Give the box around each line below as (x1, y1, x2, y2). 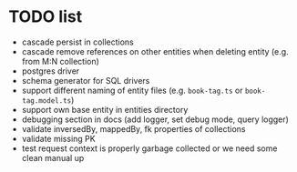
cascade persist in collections (21, 36, 134, 47)
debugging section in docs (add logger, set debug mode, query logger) (21, 114, 289, 125)
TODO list (8, 6, 83, 27)
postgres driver (21, 66, 80, 76)
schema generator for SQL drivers (21, 75, 150, 86)
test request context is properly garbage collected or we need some (21, 143, 278, 154)
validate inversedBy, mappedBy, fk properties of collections (21, 123, 246, 134)
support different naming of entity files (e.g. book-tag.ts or (21, 85, 243, 96)
